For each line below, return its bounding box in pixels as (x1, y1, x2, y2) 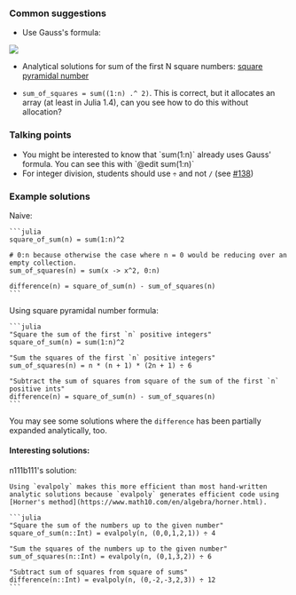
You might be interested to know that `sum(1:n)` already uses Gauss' (21, 149, 272, 160)
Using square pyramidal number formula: (9, 305, 160, 315)
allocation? (21, 107, 62, 117)
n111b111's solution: (9, 465, 77, 476)
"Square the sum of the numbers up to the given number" (9, 521, 224, 530)
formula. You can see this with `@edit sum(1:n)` (21, 158, 195, 169)
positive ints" (9, 385, 66, 393)
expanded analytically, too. (9, 424, 108, 435)
